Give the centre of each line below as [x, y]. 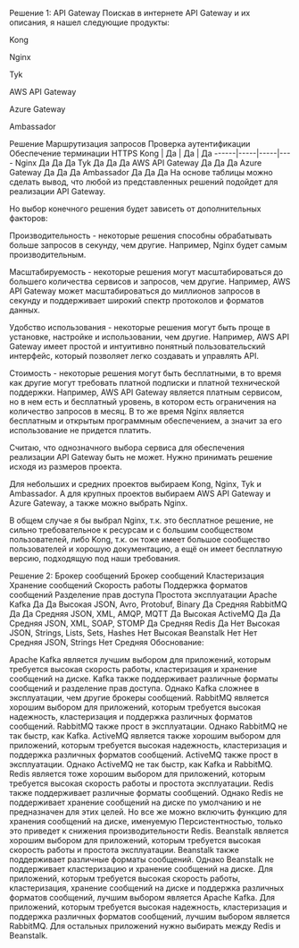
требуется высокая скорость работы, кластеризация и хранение [133, 669]
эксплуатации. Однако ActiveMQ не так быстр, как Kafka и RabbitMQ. [141, 764]
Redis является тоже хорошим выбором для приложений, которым [137, 774]
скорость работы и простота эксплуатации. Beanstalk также [124, 850]
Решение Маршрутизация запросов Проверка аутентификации [130, 144]
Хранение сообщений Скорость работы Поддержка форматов [129, 585]
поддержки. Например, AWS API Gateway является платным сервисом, [146, 392]
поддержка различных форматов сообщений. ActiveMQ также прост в [144, 755]
